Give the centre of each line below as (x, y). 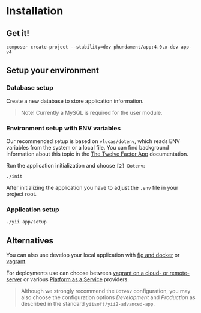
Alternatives (30, 241)
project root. (22, 194)
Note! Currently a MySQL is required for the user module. (91, 112)
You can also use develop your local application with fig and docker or (93, 255)
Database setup (30, 88)
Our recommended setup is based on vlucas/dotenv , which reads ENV (93, 141)
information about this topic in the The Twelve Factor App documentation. (97, 154)
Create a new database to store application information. (75, 101)
